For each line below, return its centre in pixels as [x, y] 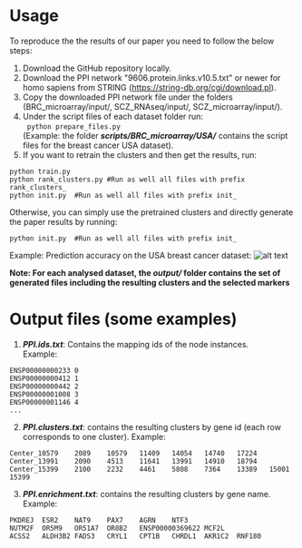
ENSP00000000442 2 [44, 387]
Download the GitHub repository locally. [97, 68]
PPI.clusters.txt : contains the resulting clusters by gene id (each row [151, 426]
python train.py [40, 171]
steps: [21, 50]
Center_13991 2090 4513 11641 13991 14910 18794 [133, 461]
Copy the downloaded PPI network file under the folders [127, 97]
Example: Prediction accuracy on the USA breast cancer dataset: [131, 255]
